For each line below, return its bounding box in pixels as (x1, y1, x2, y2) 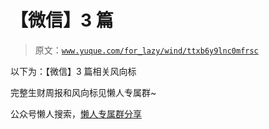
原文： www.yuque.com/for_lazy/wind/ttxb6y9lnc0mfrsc (34, 44, 259, 56)
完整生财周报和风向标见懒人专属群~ (10, 86, 157, 98)
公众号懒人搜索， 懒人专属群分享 (10, 107, 142, 120)
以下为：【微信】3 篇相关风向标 (10, 65, 137, 77)
